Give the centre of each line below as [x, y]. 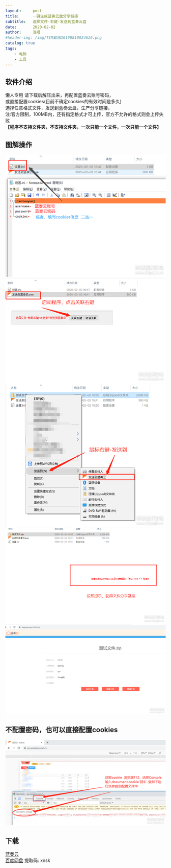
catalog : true [20, 43]
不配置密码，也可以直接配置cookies [62, 730]
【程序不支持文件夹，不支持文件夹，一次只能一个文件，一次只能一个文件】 [83, 127]
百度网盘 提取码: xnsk [28, 860]
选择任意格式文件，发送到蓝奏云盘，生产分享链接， [59, 108]
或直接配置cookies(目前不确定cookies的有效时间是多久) [64, 102]
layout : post [24, 11]
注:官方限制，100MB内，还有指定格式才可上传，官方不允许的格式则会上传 [82, 114]
